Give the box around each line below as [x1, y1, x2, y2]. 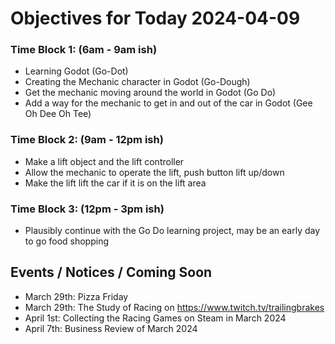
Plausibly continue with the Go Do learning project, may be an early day [24, 225, 321, 237]
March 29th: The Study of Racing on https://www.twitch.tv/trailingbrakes [24, 301, 325, 313]
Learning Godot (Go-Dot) [24, 65, 129, 77]
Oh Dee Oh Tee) [24, 108, 92, 120]
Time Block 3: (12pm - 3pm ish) [10, 202, 165, 216]
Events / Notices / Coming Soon [10, 264, 213, 281]
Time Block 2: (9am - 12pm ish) [10, 133, 164, 147]
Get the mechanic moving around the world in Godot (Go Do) [24, 87, 277, 99]
